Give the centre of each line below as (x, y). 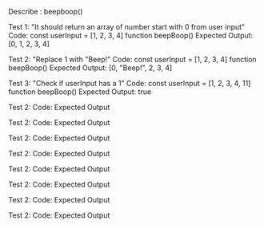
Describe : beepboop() (46, 12)
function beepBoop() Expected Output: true (80, 92)
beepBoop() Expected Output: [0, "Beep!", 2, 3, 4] (90, 68)
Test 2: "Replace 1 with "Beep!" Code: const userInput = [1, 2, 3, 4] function (133, 59)
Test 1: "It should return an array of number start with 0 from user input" (127, 27)
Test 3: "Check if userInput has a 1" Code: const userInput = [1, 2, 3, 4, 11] (130, 83)
